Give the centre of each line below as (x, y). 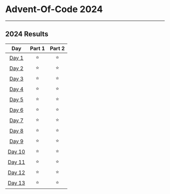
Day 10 (16, 152)
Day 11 (16, 162)
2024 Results (27, 34)
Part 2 (57, 48)
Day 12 (16, 173)
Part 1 (38, 48)
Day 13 (16, 183)
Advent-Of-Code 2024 (54, 9)
